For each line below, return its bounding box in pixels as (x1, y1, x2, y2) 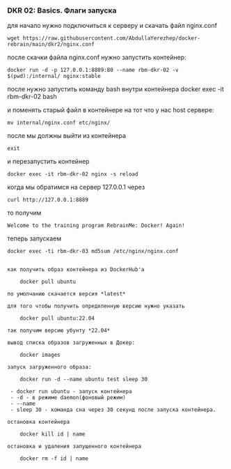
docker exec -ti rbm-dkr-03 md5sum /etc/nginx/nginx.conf (7, 248, 179, 255)
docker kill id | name (19, 431, 86, 438)
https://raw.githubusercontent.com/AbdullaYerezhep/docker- (22, 35, 200, 42)
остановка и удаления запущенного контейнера (7, 443, 141, 450)
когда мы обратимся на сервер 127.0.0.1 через (7, 183, 145, 192)
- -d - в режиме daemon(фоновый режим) (10, 394, 127, 401)
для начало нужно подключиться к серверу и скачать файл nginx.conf (7, 22, 218, 30)
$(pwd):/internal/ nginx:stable (7, 72, 101, 80)
